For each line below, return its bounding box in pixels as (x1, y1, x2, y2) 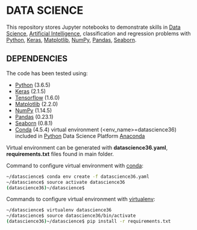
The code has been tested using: (6, 70, 89, 77)
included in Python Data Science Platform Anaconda (14, 132, 145, 139)
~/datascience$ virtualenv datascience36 (6, 207, 112, 213)
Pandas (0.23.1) (14, 113, 54, 120)
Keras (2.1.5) (14, 88, 46, 95)
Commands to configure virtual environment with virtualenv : (6, 196, 155, 203)
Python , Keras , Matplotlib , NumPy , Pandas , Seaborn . (6, 36, 137, 43)
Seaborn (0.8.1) (14, 120, 53, 127)
